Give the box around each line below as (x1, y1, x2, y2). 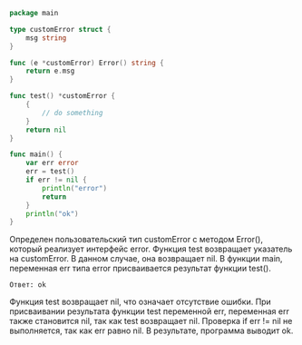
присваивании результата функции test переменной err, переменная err (9, 306, 290, 317)
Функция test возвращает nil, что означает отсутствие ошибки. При (9, 296, 272, 308)
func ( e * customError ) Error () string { (9, 58, 165, 67)
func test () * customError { (9, 92, 116, 101)
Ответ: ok (9, 281, 47, 290)
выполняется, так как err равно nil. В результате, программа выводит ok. (9, 325, 294, 336)
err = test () (25, 167, 75, 176)
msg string (25, 33, 67, 43)
